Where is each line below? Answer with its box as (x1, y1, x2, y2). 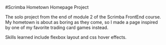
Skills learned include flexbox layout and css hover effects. (5, 34, 127, 40)
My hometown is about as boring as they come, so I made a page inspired (5, 19, 158, 25)
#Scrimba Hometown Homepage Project (5, 4, 89, 10)
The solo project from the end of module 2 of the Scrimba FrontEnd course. (5, 14, 161, 19)
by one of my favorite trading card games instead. (5, 24, 109, 30)
